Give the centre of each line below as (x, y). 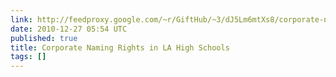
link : (21, 19)
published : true (44, 38)
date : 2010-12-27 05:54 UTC (69, 29)
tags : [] (28, 57)
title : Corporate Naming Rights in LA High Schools (120, 47)
